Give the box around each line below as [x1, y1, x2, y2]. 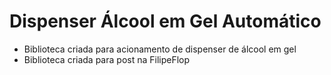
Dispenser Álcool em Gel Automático [9, 10, 322, 33]
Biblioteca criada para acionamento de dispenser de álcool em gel [23, 43, 297, 55]
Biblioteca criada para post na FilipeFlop [23, 53, 191, 65]
